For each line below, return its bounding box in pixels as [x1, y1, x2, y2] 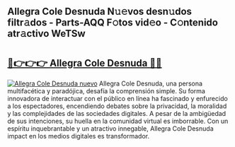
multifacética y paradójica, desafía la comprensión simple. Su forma [7, 87, 205, 95]
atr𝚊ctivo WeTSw [7, 28, 86, 40]
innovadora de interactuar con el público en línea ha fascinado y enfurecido [7, 95, 228, 102]
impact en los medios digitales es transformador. [7, 132, 150, 140]
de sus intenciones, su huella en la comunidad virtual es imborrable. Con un [7, 117, 229, 125]
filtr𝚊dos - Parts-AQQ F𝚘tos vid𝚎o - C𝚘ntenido [7, 17, 218, 29]
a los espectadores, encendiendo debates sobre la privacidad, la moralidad [7, 102, 227, 110]
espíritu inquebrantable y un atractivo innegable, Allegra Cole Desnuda [7, 124, 214, 133]
